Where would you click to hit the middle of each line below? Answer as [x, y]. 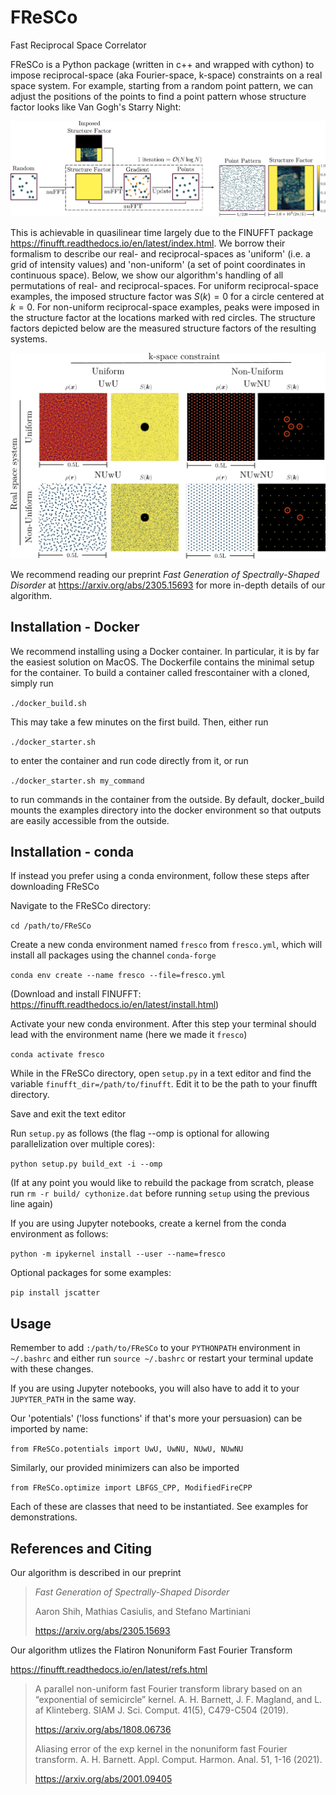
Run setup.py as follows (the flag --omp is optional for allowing [140, 1133]
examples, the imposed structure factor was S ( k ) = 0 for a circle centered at [167, 296]
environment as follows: [59, 1234]
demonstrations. [44, 1517]
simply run [32, 683]
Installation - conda [72, 851]
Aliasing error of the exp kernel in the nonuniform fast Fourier [161, 1748]
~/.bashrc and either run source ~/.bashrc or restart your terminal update [162, 1358]
